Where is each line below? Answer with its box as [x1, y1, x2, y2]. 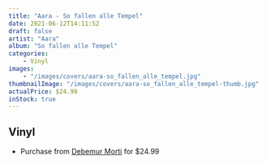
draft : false [8, 27, 53, 35]
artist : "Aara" [8, 34, 60, 43]
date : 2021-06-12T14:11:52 [8, 19, 100, 28]
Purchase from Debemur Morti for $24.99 [19, 147, 160, 157]
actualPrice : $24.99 [8, 87, 79, 96]
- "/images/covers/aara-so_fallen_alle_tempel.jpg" [23, 72, 201, 80]
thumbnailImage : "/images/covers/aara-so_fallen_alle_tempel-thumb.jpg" [8, 80, 260, 88]
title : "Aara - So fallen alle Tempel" [8, 11, 144, 20]
